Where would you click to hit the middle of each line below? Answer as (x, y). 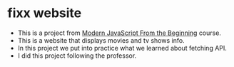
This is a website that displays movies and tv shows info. (101, 40)
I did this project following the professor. (77, 56)
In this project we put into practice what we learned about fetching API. (122, 48)
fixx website (45, 13)
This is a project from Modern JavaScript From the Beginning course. (119, 33)
